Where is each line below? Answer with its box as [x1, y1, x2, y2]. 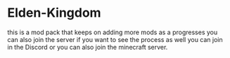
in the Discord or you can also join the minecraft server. [7, 43, 168, 51]
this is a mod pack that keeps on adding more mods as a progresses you [7, 28, 218, 36]
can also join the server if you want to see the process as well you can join [7, 35, 223, 43]
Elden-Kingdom [7, 5, 101, 21]
